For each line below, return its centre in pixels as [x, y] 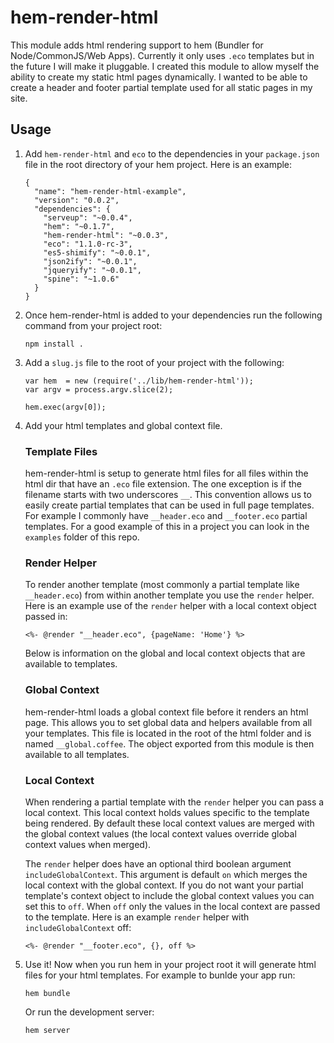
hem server [47, 1030]
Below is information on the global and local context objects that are [165, 653]
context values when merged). [88, 844]
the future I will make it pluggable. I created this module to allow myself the [165, 66]
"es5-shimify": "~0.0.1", [97, 252]
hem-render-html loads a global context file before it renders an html [166, 712]
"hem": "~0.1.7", [79, 226]
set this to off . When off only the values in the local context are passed [172, 906]
